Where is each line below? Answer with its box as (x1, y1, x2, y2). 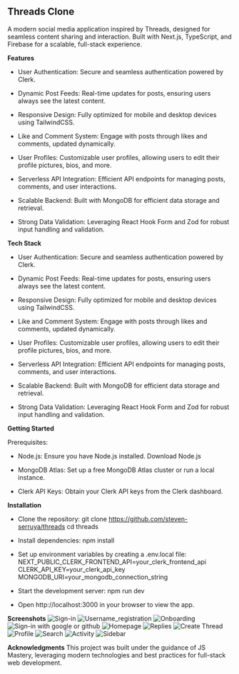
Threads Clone (7, 6, 75, 18)
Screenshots (7, 614, 46, 623)
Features (7, 54, 34, 62)
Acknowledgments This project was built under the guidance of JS (7, 643, 206, 652)
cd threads (66, 522, 98, 530)
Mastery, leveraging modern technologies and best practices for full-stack (7, 650, 226, 659)
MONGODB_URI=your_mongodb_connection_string (17, 573, 168, 581)
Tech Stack (7, 238, 41, 247)
